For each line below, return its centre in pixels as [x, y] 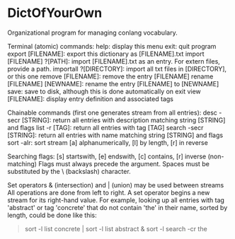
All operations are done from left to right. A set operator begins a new [109, 192]
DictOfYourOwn [55, 13]
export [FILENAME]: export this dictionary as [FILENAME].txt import [106, 54]
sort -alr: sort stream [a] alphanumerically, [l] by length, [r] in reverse [108, 142]
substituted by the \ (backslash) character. [69, 171]
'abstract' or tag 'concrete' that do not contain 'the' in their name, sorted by [117, 207]
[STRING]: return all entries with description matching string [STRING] [124, 120]
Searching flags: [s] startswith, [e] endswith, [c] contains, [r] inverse [107, 156]
